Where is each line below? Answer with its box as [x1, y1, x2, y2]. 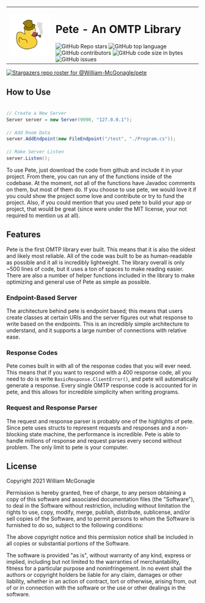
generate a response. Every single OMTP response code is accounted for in [6, 382, 197, 389]
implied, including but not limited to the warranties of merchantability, [6, 558, 181, 566]
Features [6, 230, 41, 240]
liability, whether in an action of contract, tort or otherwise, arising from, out [6, 578, 197, 585]
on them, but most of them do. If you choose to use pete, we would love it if [6, 186, 196, 193]
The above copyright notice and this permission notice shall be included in [6, 533, 193, 541]
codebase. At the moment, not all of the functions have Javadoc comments [6, 179, 195, 186]
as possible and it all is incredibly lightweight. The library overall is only [6, 258, 185, 266]
